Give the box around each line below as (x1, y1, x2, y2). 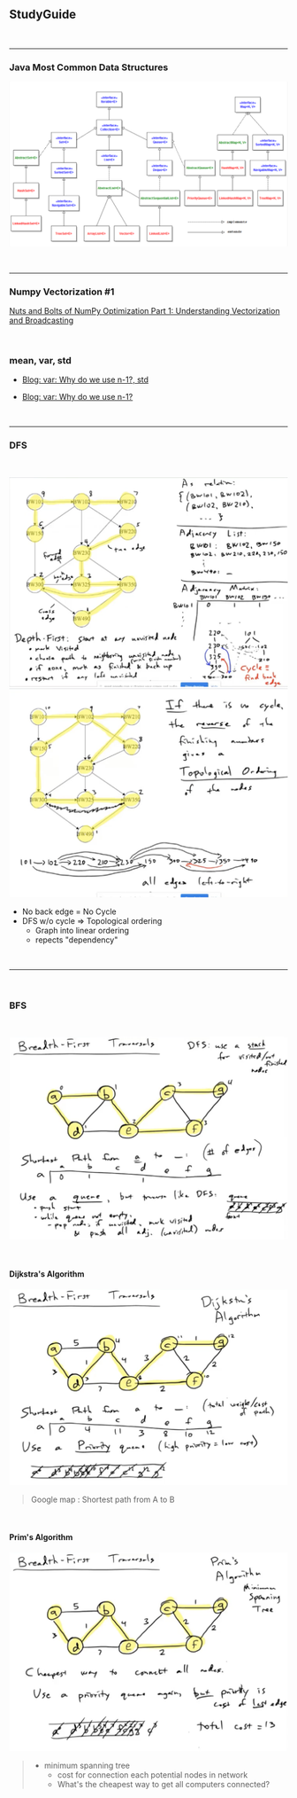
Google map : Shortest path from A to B (30, 1494, 175, 1505)
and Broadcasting (9, 315, 74, 326)
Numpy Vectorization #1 (9, 285, 115, 298)
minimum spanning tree (43, 1760, 131, 1771)
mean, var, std (9, 355, 72, 367)
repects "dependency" (34, 934, 118, 945)
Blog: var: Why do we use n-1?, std (21, 374, 148, 385)
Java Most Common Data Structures (9, 61, 169, 74)
